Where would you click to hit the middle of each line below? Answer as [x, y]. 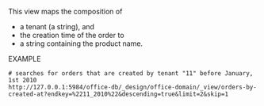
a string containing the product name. [81, 44]
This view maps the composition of [65, 11]
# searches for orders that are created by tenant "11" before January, [131, 74]
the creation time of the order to [72, 35]
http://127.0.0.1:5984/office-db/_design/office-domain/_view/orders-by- [133, 87]
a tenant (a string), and [57, 26]
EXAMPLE [25, 59]
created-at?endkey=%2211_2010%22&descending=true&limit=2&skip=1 [118, 94]
